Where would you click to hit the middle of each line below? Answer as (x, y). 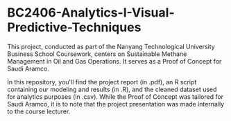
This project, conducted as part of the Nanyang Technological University (111, 46)
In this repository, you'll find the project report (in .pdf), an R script (102, 82)
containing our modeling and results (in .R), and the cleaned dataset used (112, 89)
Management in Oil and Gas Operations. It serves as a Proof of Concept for (114, 61)
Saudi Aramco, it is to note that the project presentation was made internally (116, 104)
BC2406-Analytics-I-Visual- (91, 13)
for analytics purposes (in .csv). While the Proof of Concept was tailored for (115, 96)
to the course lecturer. (39, 111)
